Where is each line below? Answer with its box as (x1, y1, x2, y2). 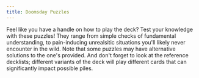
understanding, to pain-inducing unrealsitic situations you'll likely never (6, 38, 186, 46)
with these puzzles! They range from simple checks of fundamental (6, 32, 176, 40)
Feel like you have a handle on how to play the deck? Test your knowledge (6, 26, 194, 33)
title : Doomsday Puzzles (6, 9, 70, 15)
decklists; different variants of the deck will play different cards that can (6, 58, 187, 65)
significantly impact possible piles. (6, 65, 93, 72)
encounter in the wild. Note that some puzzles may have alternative (6, 45, 176, 52)
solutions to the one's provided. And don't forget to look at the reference (6, 51, 189, 58)
